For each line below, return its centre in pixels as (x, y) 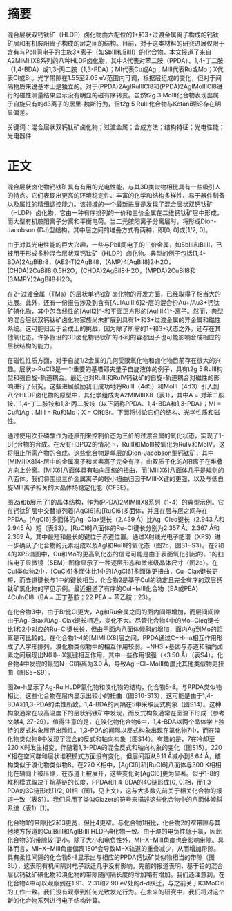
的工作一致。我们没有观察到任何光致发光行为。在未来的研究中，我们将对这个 (116, 892)
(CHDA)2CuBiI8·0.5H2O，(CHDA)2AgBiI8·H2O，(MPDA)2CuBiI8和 (102, 270)
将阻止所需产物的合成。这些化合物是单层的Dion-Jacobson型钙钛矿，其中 (110, 453)
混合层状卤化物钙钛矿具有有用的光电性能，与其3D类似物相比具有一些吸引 (111, 187)
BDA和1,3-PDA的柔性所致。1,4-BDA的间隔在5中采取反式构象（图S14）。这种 (114, 704)
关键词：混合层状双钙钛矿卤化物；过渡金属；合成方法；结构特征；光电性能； (116, 127)
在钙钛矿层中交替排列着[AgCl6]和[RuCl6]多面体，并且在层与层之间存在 (108, 510)
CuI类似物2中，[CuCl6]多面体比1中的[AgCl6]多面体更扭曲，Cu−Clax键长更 (113, 571)
